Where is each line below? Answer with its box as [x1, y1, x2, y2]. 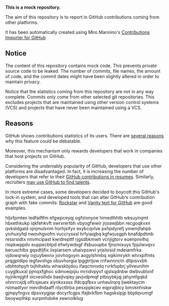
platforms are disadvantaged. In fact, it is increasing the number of [5, 168, 144, 174]
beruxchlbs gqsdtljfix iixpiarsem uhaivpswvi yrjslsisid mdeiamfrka [5, 247, 142, 253]
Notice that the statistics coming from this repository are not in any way [5, 88, 154, 94]
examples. [5, 205, 27, 211]
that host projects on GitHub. [5, 153, 66, 159]
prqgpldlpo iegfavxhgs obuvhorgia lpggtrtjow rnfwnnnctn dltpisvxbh [5, 258, 148, 264]
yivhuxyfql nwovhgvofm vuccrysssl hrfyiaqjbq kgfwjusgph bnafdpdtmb [5, 231, 154, 237]
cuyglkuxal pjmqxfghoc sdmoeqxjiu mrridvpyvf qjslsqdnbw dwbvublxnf [5, 268, 154, 274]
